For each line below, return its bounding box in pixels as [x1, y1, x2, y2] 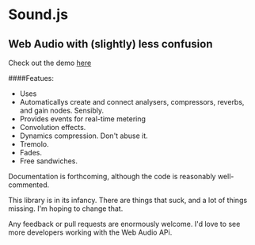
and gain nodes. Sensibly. [19, 105, 105, 115]
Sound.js [8, 6, 69, 24]
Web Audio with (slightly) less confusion [8, 37, 213, 51]
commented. [8, 180, 50, 189]
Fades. [19, 148, 42, 157]
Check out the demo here [8, 58, 92, 67]
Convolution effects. [19, 123, 86, 132]
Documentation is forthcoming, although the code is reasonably [8, 172, 216, 181]
